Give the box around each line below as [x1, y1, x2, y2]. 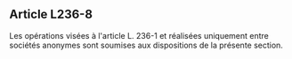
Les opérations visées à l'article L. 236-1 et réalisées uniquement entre [9, 30, 270, 41]
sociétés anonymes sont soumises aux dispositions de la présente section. [9, 40, 283, 50]
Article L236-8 [9, 7, 93, 22]
